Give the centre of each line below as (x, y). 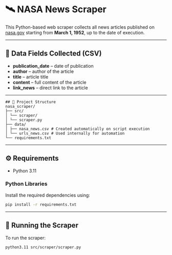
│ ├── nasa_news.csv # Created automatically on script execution (78, 129)
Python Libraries (26, 184)
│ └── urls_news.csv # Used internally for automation (65, 133)
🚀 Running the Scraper (42, 225)
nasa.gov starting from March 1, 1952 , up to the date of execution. (75, 32)
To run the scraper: (26, 238)
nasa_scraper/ (20, 106)
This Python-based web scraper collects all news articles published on (80, 27)
